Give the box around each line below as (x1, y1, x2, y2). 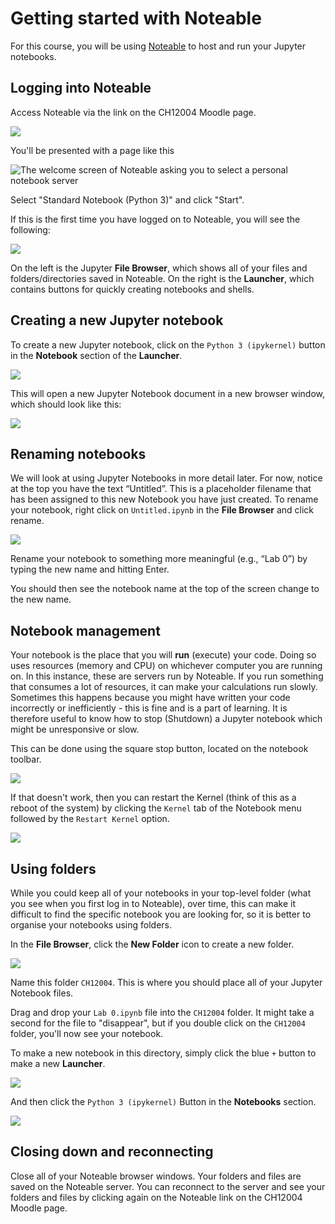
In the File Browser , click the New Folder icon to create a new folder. (10, 938, 295, 950)
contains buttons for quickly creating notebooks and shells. (10, 283, 255, 295)
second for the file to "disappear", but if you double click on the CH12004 (10, 1017, 306, 1029)
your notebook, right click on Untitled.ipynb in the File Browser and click (10, 504, 314, 516)
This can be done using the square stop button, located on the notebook (10, 743, 309, 755)
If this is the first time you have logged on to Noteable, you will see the (10, 213, 301, 225)
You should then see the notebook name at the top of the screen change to (10, 583, 320, 595)
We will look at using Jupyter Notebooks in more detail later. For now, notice (10, 472, 323, 484)
